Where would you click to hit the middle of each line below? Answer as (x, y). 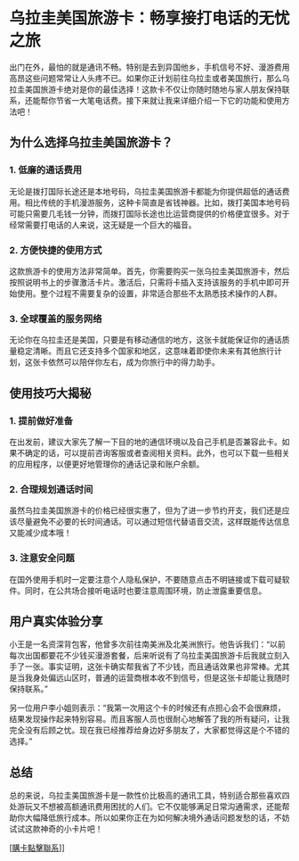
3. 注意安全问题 (42, 559)
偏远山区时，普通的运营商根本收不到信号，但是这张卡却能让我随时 (169, 678)
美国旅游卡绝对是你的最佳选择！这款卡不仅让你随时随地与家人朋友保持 (153, 89)
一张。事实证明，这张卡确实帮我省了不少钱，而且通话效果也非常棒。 (149, 666)
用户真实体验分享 (56, 621)
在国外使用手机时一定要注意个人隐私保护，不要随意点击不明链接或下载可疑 (145, 579)
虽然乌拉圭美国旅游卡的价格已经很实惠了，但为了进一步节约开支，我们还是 (145, 510)
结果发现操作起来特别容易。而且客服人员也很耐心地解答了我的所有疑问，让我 (149, 719)
